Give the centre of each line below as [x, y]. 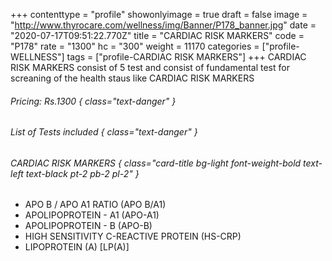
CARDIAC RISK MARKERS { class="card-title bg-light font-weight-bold [156, 163]
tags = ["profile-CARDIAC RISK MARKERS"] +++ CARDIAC [186, 57]
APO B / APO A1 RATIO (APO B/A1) [95, 205]
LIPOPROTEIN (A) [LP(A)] [77, 247]
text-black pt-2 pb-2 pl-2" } [82, 173]
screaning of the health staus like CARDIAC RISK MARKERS [132, 78]
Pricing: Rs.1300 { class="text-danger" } [93, 101]
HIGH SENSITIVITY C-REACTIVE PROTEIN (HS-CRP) [133, 236]
